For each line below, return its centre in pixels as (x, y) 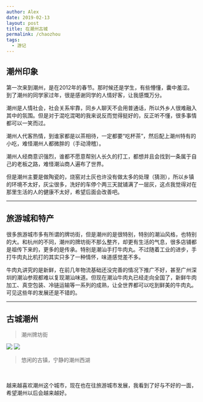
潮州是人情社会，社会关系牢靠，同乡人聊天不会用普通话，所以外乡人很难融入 (101, 108)
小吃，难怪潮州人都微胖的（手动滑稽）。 (55, 143)
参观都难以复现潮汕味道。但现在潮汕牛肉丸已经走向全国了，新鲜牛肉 (112, 277)
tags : (13, 40)
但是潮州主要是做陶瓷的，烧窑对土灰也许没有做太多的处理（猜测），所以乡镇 (100, 177)
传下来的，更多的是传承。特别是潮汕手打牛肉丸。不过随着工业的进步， (104, 249)
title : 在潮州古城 (27, 29)
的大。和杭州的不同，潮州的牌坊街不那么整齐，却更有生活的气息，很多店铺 (99, 242)
